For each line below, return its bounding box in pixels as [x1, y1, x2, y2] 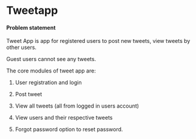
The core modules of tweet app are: [6, 67, 96, 74]
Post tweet [15, 91, 42, 98]
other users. [6, 44, 37, 51]
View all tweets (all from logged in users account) [15, 102, 140, 109]
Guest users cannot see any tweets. [6, 56, 96, 63]
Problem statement [6, 24, 56, 31]
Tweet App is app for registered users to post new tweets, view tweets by [6, 37, 191, 45]
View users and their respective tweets [15, 114, 113, 121]
